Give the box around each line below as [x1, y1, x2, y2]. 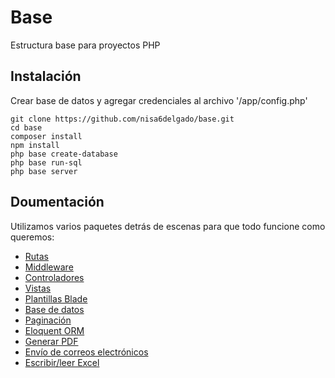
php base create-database [10, 149, 118, 159]
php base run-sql [10, 157, 83, 168]
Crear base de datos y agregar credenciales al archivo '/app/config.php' [10, 94, 308, 106]
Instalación [10, 68, 82, 85]
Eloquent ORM [24, 324, 85, 336]
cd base [10, 122, 43, 133]
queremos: [10, 231, 55, 243]
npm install [10, 140, 60, 150]
